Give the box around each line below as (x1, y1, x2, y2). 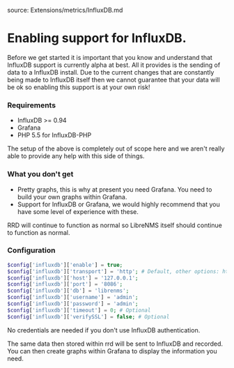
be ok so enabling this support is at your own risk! (7, 83, 150, 91)
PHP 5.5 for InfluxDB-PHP (17, 131, 92, 139)
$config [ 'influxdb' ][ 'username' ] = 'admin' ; (7, 294, 139, 301)
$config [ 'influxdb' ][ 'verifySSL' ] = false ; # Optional (7, 313, 170, 320)
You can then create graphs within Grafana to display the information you (7, 346, 217, 355)
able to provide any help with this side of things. (7, 152, 145, 160)
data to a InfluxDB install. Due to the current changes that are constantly (7, 68, 214, 76)
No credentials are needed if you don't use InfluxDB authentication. (7, 325, 201, 334)
